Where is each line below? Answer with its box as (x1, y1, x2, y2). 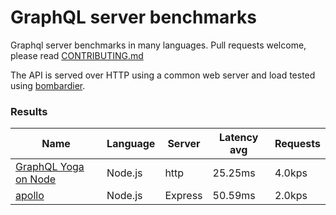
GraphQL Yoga (15, 160, 85, 174)
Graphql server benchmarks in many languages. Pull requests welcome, (10, 39, 307, 51)
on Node (15, 172, 57, 186)
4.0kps (274, 166, 308, 180)
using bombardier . (10, 79, 86, 91)
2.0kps (274, 189, 308, 203)
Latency (219, 131, 259, 145)
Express (164, 189, 203, 203)
